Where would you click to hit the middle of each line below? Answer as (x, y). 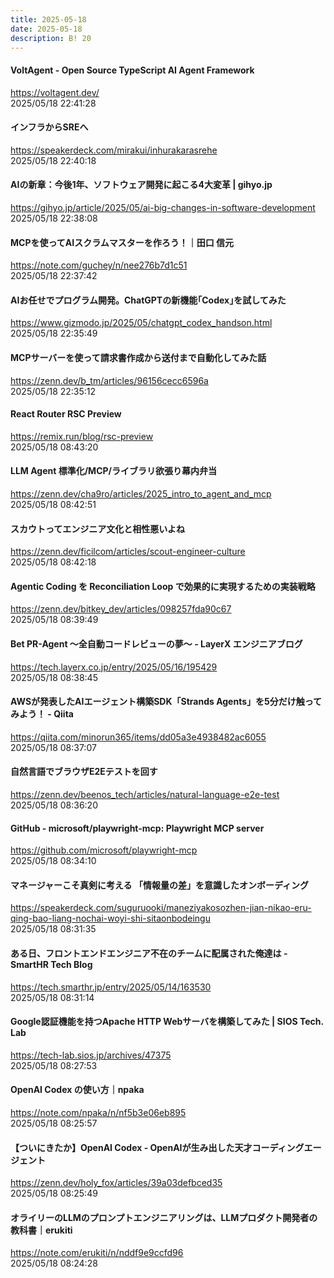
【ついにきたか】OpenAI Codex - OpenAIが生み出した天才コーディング (157, 1147)
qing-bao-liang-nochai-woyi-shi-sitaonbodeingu (110, 918)
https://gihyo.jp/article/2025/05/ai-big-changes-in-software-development (163, 207)
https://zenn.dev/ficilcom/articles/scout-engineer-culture (128, 552)
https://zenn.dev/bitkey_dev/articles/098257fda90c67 (121, 609)
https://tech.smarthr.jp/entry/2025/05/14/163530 (111, 987)
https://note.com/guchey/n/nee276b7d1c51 (99, 265)
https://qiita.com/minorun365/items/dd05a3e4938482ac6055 (138, 737)
